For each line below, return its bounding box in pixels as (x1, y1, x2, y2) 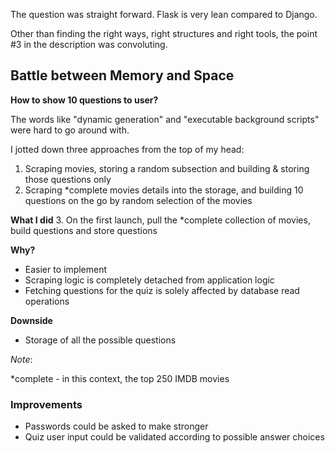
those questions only (24, 173, 112, 185)
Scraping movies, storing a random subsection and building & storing (24, 162, 310, 174)
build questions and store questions (10, 224, 158, 236)
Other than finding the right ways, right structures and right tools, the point (10, 28, 318, 39)
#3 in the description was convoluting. (10, 39, 168, 50)
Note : (10, 353, 33, 365)
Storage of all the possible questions (24, 334, 177, 346)
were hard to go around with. (10, 124, 130, 136)
